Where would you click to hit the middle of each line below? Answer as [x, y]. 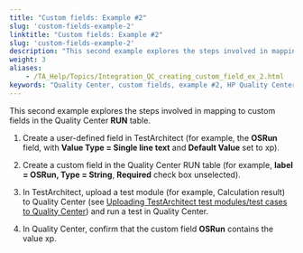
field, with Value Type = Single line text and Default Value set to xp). [151, 147]
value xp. [39, 238]
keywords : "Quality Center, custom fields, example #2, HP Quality [139, 85]
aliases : [26, 69]
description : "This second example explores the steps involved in [139, 52]
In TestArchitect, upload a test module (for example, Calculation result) [154, 192]
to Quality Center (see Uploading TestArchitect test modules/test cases [155, 201]
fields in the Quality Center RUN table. [80, 120]
